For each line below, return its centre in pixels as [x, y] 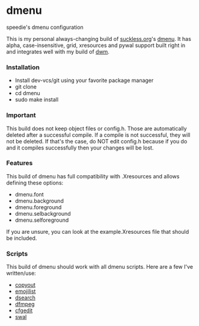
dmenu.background [39, 201]
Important [21, 115]
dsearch [25, 298]
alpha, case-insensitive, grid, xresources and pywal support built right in [96, 45]
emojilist [25, 291]
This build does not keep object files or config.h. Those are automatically [97, 128]
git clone [26, 87]
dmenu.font [29, 194]
